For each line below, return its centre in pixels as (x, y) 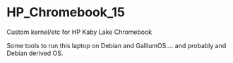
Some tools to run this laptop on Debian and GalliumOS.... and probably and (116, 45)
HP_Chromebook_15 (66, 12)
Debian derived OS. (35, 53)
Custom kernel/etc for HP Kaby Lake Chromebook (79, 32)
